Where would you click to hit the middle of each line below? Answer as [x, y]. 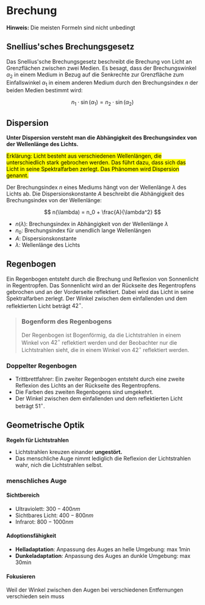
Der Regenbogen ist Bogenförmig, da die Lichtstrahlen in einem [101, 335]
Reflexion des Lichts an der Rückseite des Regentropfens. [88, 386]
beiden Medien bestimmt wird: [45, 90]
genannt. [18, 175]
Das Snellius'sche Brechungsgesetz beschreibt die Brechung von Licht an [99, 61]
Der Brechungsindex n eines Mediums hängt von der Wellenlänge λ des [96, 187]
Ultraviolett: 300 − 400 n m [48, 508]
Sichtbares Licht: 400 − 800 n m [54, 515]
